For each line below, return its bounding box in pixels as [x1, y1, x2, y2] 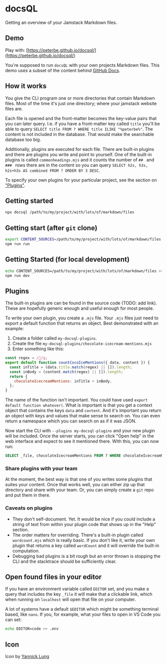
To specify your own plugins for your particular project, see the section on [5, 177, 157, 183]
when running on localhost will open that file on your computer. [5, 596, 136, 603]
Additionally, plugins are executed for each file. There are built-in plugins [5, 146, 154, 152]
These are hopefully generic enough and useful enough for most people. [5, 305, 154, 311]
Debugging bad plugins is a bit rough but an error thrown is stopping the [12, 553, 161, 559]
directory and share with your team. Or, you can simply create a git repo [5, 487, 154, 493]
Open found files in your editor [5, 573, 102, 581]
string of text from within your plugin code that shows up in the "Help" [12, 521, 157, 527]
